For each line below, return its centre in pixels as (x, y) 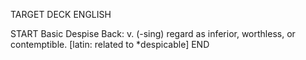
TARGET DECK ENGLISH (61, 14)
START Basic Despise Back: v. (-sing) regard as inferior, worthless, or (153, 33)
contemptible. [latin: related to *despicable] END (110, 44)
